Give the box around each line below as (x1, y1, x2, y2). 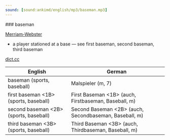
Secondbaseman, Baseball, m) (71, 112, 144, 119)
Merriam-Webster (5, 31, 42, 37)
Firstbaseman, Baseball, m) (71, 97, 136, 104)
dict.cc (5, 56, 20, 62)
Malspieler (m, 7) (71, 79, 112, 86)
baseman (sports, (8, 76, 50, 83)
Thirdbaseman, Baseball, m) (71, 126, 138, 133)
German (107, 68, 127, 75)
